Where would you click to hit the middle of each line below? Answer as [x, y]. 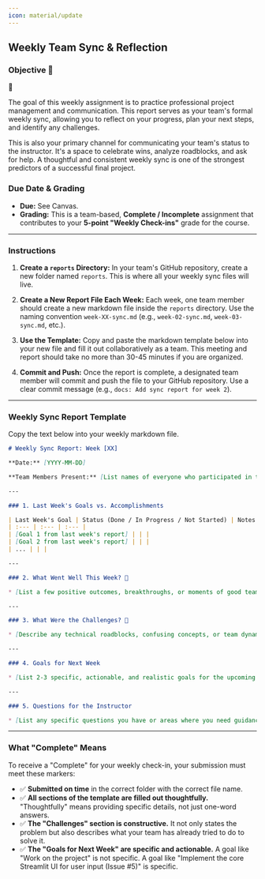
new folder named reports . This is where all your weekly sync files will [134, 276]
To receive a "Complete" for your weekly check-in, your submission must [127, 765]
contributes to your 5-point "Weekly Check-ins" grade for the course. [134, 223]
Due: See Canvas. [49, 205]
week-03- [228, 317]
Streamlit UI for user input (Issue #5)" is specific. [99, 866]
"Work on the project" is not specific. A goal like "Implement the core [132, 858]
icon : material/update [45, 15]
